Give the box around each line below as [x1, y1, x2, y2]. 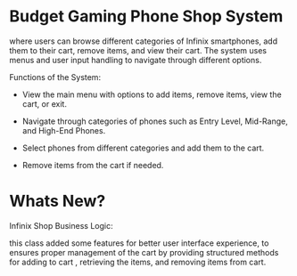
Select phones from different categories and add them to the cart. [21, 142, 265, 153]
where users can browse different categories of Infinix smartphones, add [9, 36, 278, 46]
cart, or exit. [21, 98, 67, 109]
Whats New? [9, 191, 106, 211]
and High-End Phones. [21, 125, 106, 135]
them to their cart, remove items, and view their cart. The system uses [9, 45, 268, 55]
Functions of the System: [9, 71, 101, 82]
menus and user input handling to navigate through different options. [9, 54, 262, 65]
